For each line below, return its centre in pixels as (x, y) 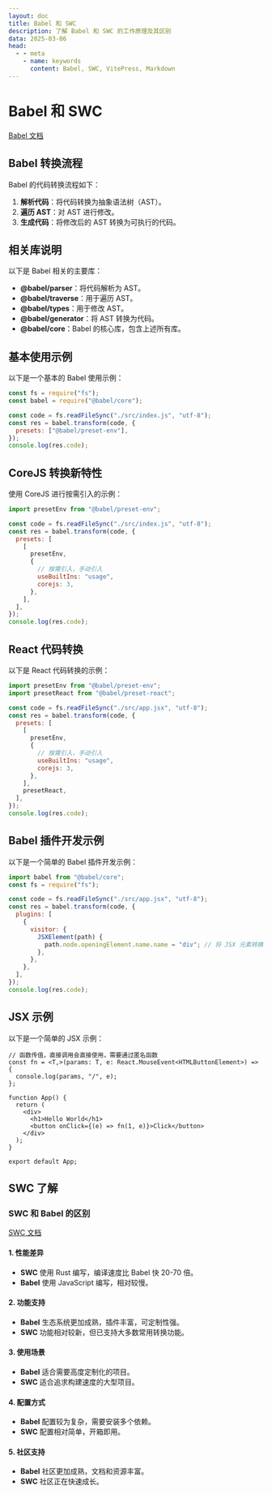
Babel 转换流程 (46, 163)
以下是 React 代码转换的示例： (59, 670)
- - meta (30, 54)
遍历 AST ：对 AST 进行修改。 (69, 212)
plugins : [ (34, 914)
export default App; (43, 1161)
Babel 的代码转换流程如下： (55, 184)
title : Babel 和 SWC (42, 24)
